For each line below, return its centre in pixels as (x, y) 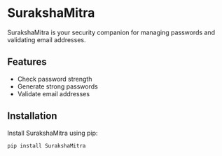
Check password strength (55, 79)
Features (27, 62)
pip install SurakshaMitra (47, 145)
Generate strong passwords (57, 86)
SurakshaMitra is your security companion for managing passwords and (111, 32)
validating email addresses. (47, 39)
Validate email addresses (53, 93)
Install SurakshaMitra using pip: (53, 133)
